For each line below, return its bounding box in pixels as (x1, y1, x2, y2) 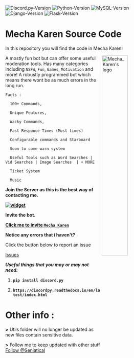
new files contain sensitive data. (5, 331, 73, 338)
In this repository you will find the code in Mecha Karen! (5, 45, 123, 51)
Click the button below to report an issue (5, 242, 91, 248)
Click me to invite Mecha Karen (5, 222, 69, 228)
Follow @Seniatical (5, 347, 45, 353)
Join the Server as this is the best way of (5, 186, 94, 192)
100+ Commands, (10, 101, 42, 106)
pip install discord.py (12, 277, 64, 283)
